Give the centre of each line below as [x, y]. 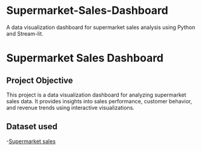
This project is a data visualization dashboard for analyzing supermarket [96, 95]
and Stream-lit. [25, 33]
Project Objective [40, 80]
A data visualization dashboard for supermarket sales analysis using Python [101, 27]
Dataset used [32, 127]
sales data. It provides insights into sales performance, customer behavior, [99, 101]
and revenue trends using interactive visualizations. [71, 108]
